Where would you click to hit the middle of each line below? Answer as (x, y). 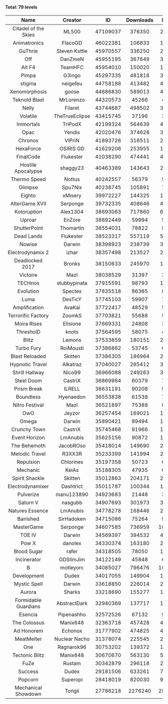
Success (28, 671)
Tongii (72, 691)
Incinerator (28, 559)
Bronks (72, 264)
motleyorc (72, 568)
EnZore (72, 220)
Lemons (72, 340)
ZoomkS (72, 316)
